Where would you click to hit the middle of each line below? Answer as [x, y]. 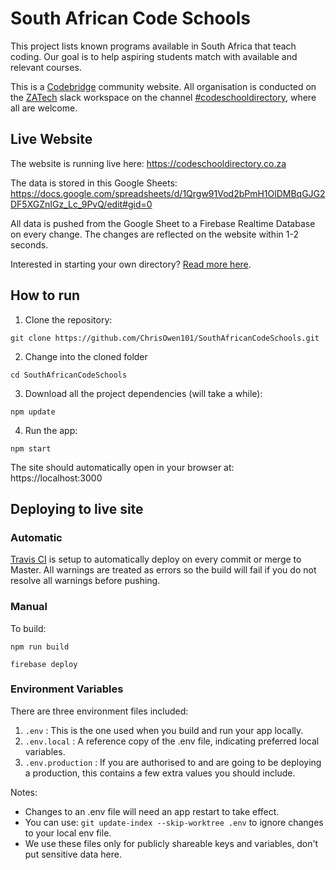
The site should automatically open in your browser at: [122, 467]
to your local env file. [68, 833]
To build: [28, 628]
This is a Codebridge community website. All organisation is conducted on [163, 86]
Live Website [51, 139]
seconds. [29, 244]
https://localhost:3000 [56, 478]
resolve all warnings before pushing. [85, 581]
